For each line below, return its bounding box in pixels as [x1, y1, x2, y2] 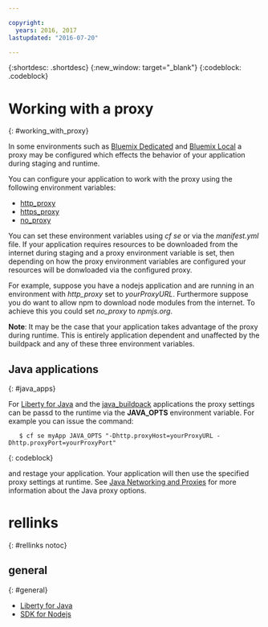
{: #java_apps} [8, 383, 56, 394]
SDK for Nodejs [19, 609, 72, 619]
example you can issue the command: [8, 416, 134, 426]
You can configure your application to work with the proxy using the [8, 174, 233, 184]
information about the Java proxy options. [8, 486, 147, 495]
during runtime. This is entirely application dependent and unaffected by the [8, 330, 260, 340]
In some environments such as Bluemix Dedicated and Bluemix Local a [8, 141, 242, 151]
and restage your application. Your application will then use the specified [8, 469, 250, 478]
